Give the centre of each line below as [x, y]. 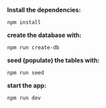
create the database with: [44, 35]
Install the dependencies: [44, 10]
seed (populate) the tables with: [54, 60]
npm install [24, 23]
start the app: [27, 85]
